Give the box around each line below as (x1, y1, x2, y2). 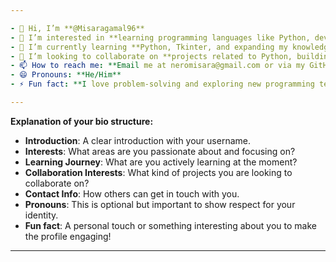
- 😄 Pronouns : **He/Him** (10, 70, 122, 80)
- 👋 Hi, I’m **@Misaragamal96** (10, 23, 145, 33)
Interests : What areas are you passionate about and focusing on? (24, 145, 296, 157)
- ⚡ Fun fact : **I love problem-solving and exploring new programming (10, 79, 315, 90)
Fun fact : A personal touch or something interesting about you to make (24, 219, 317, 231)
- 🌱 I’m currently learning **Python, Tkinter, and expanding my (10, 42, 288, 52)
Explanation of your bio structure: (10, 115, 154, 127)
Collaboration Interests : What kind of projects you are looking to (24, 166, 293, 178)
